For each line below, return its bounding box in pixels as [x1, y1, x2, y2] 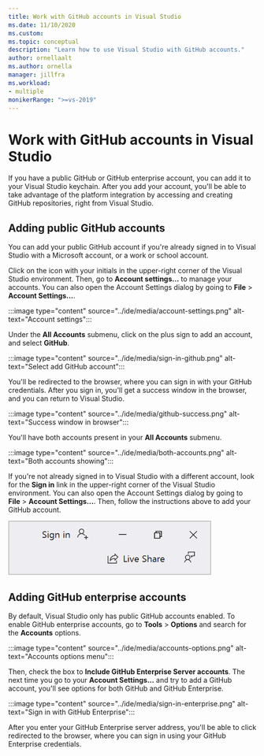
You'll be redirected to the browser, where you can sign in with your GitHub [8, 377, 252, 387]
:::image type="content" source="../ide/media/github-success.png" [8, 409, 228, 419]
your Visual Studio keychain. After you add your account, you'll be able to [8, 182, 247, 191]
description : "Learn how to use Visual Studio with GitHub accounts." [8, 46, 245, 54]
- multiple [8, 87, 44, 95]
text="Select [8, 362, 49, 372]
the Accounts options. [8, 628, 81, 637]
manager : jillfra [8, 71, 65, 79]
